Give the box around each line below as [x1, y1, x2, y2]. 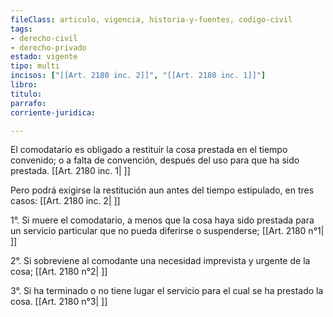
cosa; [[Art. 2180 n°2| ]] [10, 266, 108, 278]
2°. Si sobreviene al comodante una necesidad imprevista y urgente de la [10, 255, 311, 267]
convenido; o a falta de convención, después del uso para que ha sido [10, 154, 300, 166]
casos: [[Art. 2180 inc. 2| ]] [10, 195, 121, 207]
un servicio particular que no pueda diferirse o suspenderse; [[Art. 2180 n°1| [10, 225, 325, 237]
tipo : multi [10, 61, 60, 71]
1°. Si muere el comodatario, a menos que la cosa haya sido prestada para [10, 214, 315, 226]
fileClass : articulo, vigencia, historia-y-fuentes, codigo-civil [10, 14, 293, 25]
